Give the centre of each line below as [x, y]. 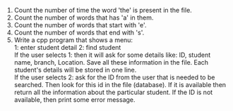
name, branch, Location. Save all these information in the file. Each [111, 62]
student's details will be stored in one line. [75, 70]
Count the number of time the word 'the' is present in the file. [103, 10]
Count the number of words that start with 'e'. [80, 25]
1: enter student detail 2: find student [67, 47]
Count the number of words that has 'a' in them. [84, 18]
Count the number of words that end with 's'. [79, 32]
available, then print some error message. [74, 100]
